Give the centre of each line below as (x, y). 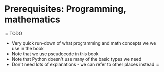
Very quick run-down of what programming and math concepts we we (84, 43)
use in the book (28, 48)
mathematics (33, 20)
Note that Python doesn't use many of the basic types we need (77, 59)
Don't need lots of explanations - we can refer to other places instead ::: (85, 64)
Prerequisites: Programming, (65, 9)
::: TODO (14, 33)
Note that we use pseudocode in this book (55, 54)
